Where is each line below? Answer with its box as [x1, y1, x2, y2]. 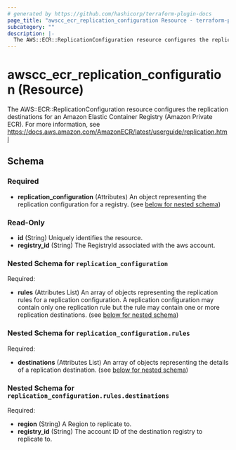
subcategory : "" [7, 23, 55, 30]
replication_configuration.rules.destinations [7, 392, 170, 400]
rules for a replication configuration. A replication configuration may [17, 296, 214, 304]
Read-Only [7, 218, 46, 227]
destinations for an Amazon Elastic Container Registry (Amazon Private [7, 113, 213, 121]
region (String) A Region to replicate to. [17, 420, 132, 428]
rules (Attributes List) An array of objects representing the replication [17, 288, 218, 296]
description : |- [7, 30, 55, 37]
